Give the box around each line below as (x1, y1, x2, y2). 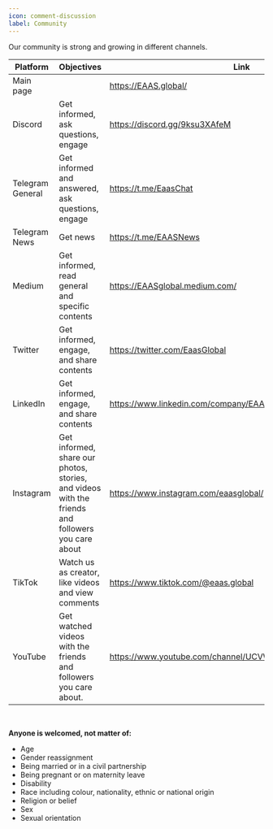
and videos (58, 482, 102, 493)
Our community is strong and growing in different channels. (8, 41, 208, 51)
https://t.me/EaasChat (109, 182, 193, 193)
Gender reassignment (19, 753, 93, 762)
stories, (58, 472, 88, 484)
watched (58, 620, 93, 632)
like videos (58, 576, 100, 588)
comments (58, 597, 100, 608)
